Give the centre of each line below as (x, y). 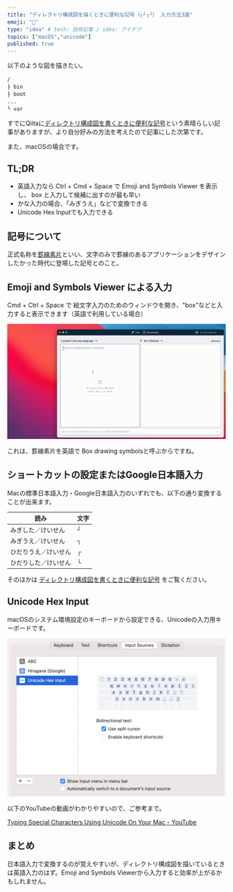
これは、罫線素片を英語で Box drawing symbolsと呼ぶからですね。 (102, 451)
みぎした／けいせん (37, 530)
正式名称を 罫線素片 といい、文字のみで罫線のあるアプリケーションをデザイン (116, 254)
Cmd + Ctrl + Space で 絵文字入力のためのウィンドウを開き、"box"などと (112, 305)
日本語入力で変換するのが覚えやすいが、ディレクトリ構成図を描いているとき (116, 864)
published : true (31, 44)
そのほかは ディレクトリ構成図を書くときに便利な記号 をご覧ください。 (109, 579)
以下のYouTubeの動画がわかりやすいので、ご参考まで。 (86, 808)
